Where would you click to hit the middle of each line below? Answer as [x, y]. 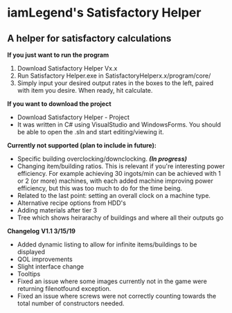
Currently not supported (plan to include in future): [82, 145]
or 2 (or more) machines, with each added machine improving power [115, 181]
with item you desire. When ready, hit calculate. [85, 90]
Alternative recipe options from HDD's [72, 203]
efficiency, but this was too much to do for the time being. [99, 188]
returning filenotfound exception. [64, 288]
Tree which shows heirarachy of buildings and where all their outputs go [120, 217]
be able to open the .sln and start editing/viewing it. [90, 132]
